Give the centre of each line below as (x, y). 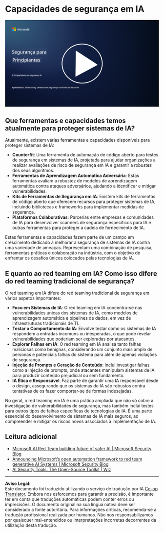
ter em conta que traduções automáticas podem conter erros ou (70, 499)
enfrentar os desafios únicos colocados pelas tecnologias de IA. (70, 258)
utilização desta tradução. (31, 525)
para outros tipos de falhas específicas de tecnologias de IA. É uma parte (79, 411)
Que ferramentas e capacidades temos (65, 120)
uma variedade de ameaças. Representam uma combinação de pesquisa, (79, 248)
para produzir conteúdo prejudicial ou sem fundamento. (68, 376)
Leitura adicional (31, 437)
